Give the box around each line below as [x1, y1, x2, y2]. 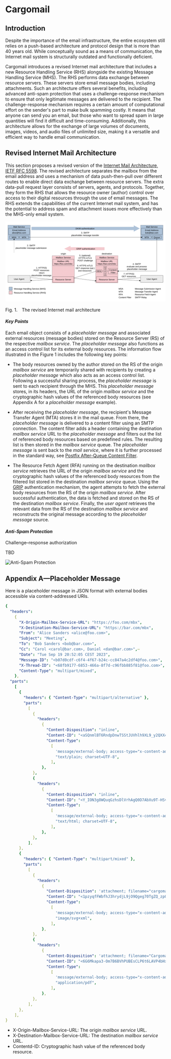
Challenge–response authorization [5, 540, 77, 546]
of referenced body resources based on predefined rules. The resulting [12, 436, 163, 442]
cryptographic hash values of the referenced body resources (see [12, 394, 151, 400]
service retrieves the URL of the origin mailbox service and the [12, 468, 144, 474]
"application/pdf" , [55, 980, 97, 986]
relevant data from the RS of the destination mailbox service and [12, 506, 148, 512]
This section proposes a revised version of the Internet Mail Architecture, [5, 162, 159, 168]
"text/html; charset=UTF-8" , [55, 819, 117, 824]
